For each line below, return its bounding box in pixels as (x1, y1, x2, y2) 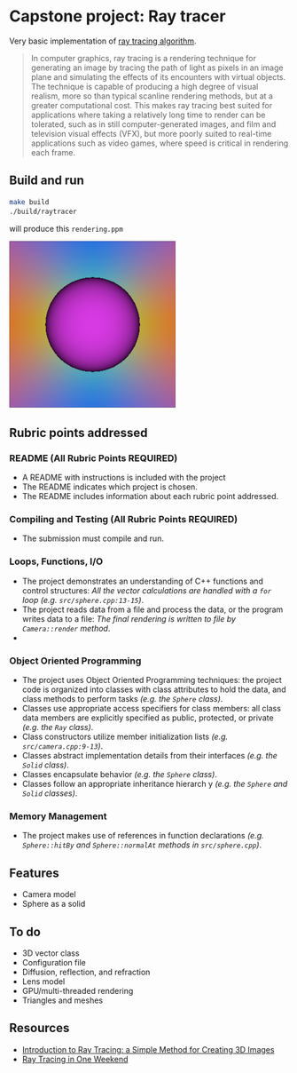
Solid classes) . (21, 788, 78, 799)
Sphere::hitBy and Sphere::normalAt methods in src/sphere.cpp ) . (21, 839, 262, 850)
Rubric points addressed (9, 425, 148, 441)
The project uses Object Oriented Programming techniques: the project (21, 675, 282, 686)
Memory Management (9, 810, 107, 823)
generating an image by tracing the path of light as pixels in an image (30, 62, 284, 73)
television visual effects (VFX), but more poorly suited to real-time (30, 128, 272, 139)
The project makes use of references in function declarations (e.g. (21, 831, 264, 841)
